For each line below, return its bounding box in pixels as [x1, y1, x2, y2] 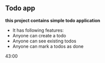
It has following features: [12, 27, 64, 33]
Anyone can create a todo [12, 32, 66, 38]
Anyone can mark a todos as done [12, 43, 84, 49]
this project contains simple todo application [5, 17, 100, 23]
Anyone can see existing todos [12, 38, 76, 44]
